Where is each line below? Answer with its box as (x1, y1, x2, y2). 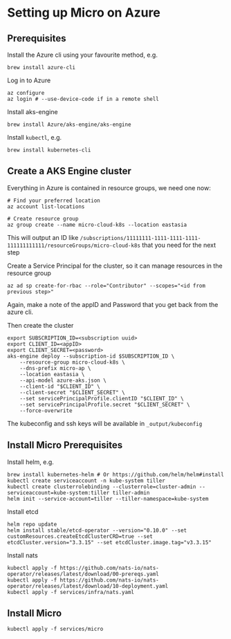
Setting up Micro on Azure (7, 5, 160, 21)
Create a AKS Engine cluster (7, 165, 131, 177)
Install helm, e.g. (7, 458, 54, 466)
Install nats (7, 551, 38, 559)
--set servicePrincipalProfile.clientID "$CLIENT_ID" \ (19, 395, 185, 402)
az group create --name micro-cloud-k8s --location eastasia (7, 221, 187, 228)
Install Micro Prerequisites (7, 439, 123, 451)
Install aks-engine (7, 108, 58, 115)
